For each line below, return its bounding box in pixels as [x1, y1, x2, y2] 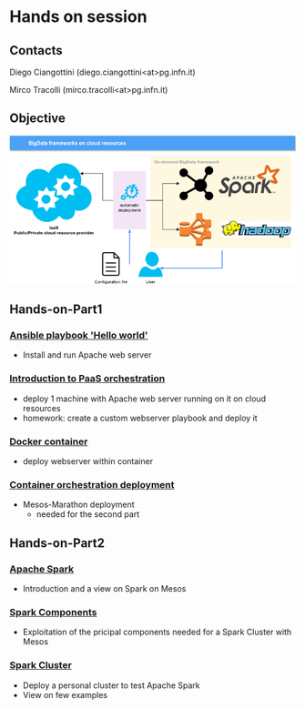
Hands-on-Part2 [9, 535, 105, 551]
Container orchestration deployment [9, 478, 175, 491]
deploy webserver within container [22, 456, 153, 467]
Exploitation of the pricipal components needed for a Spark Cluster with [22, 626, 292, 638]
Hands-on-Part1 [9, 302, 103, 318]
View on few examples [22, 689, 107, 700]
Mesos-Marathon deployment [22, 499, 135, 511]
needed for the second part [36, 509, 140, 520]
